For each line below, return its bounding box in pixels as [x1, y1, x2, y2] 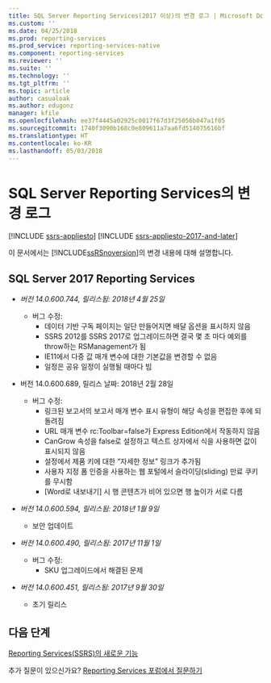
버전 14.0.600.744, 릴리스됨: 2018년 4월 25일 [19, 294, 165, 304]
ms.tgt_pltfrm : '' [8, 79, 70, 87]
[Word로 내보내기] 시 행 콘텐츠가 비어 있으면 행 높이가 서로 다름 [44, 487, 244, 497]
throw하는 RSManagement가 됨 [44, 342, 147, 352]
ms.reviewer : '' [8, 57, 63, 65]
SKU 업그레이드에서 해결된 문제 [44, 565, 144, 575]
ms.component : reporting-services [8, 49, 125, 57]
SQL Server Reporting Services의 [8, 184, 235, 202]
